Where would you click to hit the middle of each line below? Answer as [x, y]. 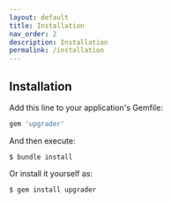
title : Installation [47, 26]
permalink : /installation [56, 51]
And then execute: [42, 141]
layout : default [39, 17]
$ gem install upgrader [53, 190]
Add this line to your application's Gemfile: [86, 107]
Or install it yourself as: [51, 173]
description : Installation [59, 42]
